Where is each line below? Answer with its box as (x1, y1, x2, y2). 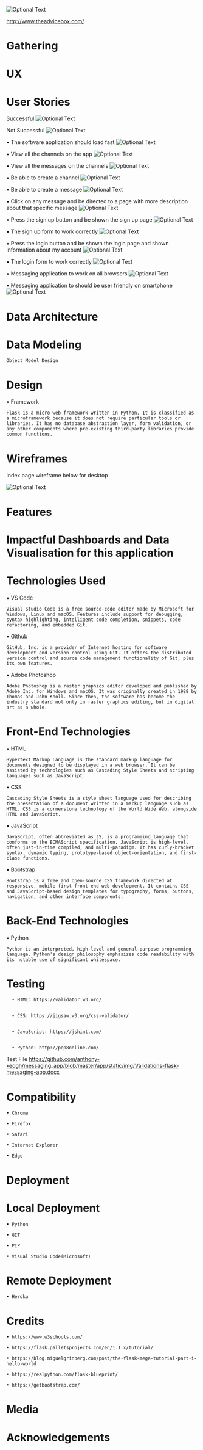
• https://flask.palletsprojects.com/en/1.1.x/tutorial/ (6, 1345, 154, 1351)
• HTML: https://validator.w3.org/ (12, 997, 102, 1003)
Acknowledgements (6, 1430, 111, 1444)
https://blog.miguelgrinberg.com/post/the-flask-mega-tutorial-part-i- (12, 1355, 198, 1361)
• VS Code (6, 594, 33, 601)
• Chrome (6, 1110, 29, 1117)
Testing (6, 977, 46, 990)
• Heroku (6, 1294, 29, 1300)
